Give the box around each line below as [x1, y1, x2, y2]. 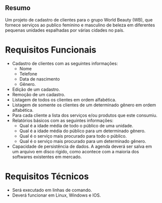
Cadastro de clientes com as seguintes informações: [12, 61, 118, 66]
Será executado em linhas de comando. [12, 187, 92, 193]
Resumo [5, 4, 31, 12]
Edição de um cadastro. [12, 86, 60, 92]
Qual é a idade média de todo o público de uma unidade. [19, 122, 133, 128]
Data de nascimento [19, 76, 60, 82]
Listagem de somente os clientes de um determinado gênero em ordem [12, 102, 156, 108]
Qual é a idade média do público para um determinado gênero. [19, 128, 146, 134]
